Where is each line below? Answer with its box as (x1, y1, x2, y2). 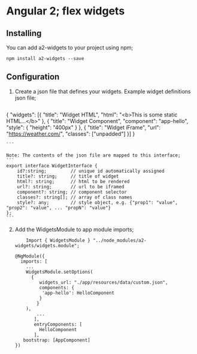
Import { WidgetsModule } (26, 237, 91, 244)
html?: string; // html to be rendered (17, 178, 130, 184)
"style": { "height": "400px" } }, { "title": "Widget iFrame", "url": (6, 124, 160, 131)
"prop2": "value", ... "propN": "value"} (6, 205, 111, 211)
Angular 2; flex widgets (6, 4, 125, 18)
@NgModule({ (14, 253, 45, 259)
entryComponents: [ (34, 321, 83, 328)
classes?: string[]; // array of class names (17, 194, 133, 200)
